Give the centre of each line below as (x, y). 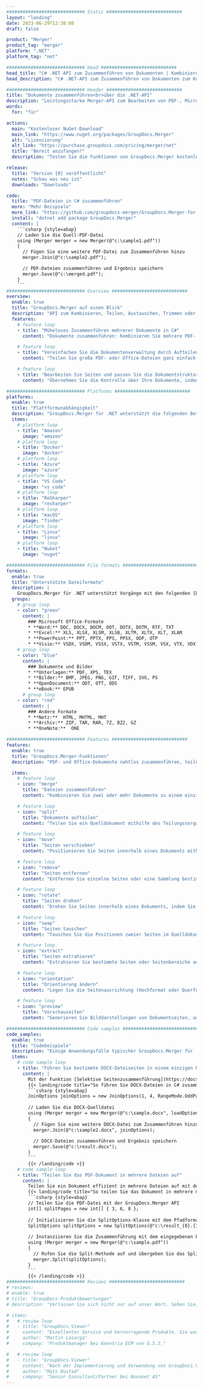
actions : (17, 123)
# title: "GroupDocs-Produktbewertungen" (59, 1299)
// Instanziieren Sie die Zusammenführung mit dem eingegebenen (111, 1237)
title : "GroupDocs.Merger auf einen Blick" (67, 308)
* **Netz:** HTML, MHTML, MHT (67, 717)
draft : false (23, 29)
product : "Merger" (29, 40)
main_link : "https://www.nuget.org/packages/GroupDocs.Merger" (93, 134)
